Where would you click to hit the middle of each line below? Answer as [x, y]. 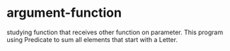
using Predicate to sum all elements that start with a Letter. [92, 39]
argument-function [64, 13]
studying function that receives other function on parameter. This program [115, 32]
